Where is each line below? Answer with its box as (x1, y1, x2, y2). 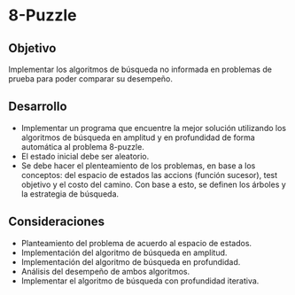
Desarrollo (8, 99, 67, 114)
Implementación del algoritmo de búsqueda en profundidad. (20, 256, 241, 267)
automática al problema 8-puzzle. (20, 141, 145, 151)
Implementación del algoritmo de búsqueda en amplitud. (20, 247, 228, 258)
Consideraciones (8, 214, 105, 229)
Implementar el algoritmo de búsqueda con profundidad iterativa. (20, 276, 260, 286)
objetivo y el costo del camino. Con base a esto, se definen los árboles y (20, 179, 287, 190)
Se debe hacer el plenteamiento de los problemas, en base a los (20, 160, 256, 171)
